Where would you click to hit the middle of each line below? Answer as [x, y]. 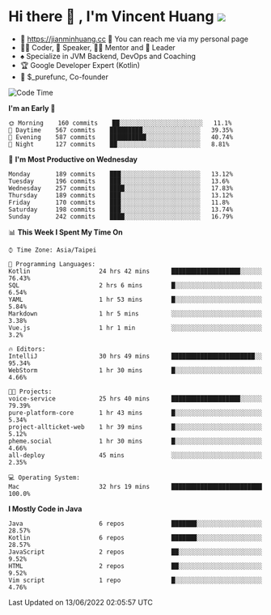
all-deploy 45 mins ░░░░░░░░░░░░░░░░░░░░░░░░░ [135, 455]
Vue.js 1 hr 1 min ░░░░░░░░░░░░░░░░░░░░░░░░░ [135, 328]
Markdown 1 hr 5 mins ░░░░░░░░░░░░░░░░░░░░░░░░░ [135, 314]
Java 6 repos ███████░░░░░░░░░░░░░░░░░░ [135, 524]
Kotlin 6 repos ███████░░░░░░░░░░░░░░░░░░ [135, 537]
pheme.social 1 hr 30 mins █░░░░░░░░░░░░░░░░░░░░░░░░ [135, 441]
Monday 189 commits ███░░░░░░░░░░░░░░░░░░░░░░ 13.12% [121, 174]
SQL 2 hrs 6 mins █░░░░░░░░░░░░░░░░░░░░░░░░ [135, 285]
